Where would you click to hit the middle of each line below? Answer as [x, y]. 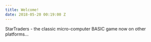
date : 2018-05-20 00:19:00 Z [35, 14]
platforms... [17, 34]
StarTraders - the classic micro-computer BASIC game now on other [75, 28]
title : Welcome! [22, 10]
